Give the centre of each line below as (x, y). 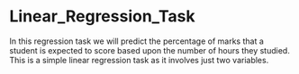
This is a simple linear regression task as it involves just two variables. (139, 60)
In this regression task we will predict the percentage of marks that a (136, 41)
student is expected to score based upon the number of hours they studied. (149, 50)
